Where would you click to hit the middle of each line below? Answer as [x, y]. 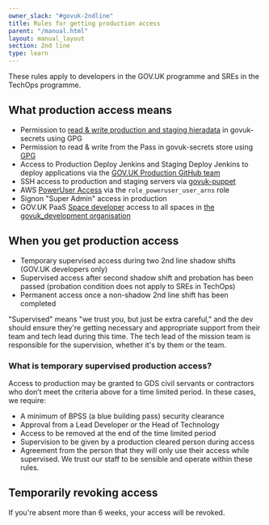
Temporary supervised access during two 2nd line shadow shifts [128, 260]
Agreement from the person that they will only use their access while [134, 450]
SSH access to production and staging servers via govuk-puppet [128, 181]
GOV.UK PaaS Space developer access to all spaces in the [117, 207]
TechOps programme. [45, 85]
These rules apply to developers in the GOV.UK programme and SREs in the [134, 76]
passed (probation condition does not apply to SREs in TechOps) [128, 286]
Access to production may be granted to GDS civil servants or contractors [131, 383]
